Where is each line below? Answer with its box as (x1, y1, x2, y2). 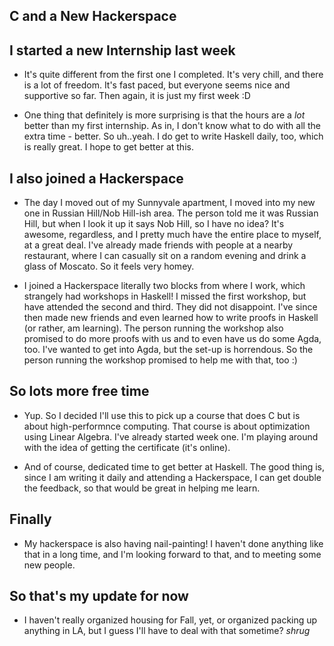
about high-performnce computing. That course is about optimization (23, 420, 311, 432)
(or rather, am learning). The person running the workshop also (23, 322, 284, 334)
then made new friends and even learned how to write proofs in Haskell (23, 312, 319, 324)
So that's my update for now (9, 588, 189, 605)
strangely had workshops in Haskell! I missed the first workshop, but (23, 290, 307, 303)
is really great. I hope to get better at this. (23, 141, 194, 153)
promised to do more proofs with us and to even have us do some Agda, (23, 333, 322, 345)
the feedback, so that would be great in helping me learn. (23, 482, 261, 494)
